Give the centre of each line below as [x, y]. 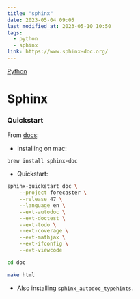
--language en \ [43, 205]
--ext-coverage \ [44, 231]
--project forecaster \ [53, 193]
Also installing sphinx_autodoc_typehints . [75, 288]
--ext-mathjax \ [43, 237]
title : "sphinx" [30, 13]
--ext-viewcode [41, 250]
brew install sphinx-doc [42, 161]
